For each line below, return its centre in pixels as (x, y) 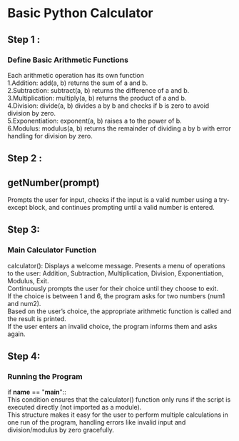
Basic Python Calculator (80, 13)
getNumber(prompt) (54, 182)
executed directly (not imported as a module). (75, 407)
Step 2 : (25, 158)
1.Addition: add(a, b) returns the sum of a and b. (78, 83)
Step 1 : (24, 40)
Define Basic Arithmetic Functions (68, 60)
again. (17, 334)
